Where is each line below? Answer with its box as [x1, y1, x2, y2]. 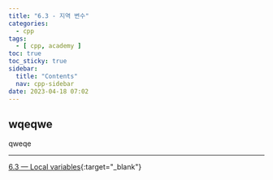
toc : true [8, 49, 42, 58]
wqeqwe [8, 117, 53, 131]
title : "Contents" [15, 72, 79, 80]
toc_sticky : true [8, 58, 67, 66]
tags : [8, 34, 27, 43]
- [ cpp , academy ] [15, 42, 82, 50]
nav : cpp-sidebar [15, 79, 75, 88]
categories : [8, 19, 49, 28]
